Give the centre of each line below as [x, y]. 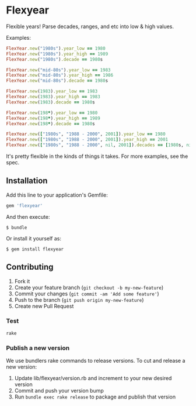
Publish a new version [38, 347]
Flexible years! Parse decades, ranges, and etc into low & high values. [90, 26]
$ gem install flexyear [35, 249]
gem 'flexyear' [24, 205]
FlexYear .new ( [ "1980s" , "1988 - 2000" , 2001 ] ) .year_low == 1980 [86, 134]
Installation [27, 181]
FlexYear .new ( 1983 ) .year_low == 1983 [52, 91]
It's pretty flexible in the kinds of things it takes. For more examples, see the [97, 156]
